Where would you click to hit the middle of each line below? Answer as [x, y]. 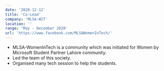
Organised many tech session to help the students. [65, 63]
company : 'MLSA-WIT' [27, 19]
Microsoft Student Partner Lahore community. [59, 52]
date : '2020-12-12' [25, 10]
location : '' [19, 24]
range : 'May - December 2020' [37, 28]
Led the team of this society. [42, 58]
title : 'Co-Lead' [23, 14]
